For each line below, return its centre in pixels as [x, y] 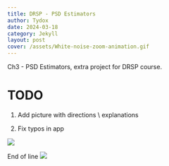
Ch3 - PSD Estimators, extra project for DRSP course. [85, 67]
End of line [23, 156]
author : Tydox [28, 20]
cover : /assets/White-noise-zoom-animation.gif [79, 47]
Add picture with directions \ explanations [78, 114]
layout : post [26, 40]
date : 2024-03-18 [33, 27]
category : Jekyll [33, 34]
